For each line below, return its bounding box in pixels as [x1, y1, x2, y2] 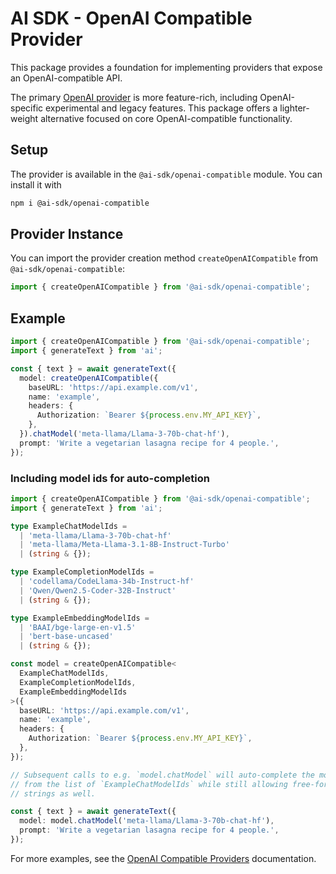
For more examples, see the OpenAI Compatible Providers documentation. [10, 852, 317, 864]
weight [10, 112, 39, 124]
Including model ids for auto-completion [10, 471, 210, 485]
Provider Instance [10, 226, 124, 243]
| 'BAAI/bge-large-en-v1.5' [19, 622, 137, 632]
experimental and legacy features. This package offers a [45, 102, 278, 114]
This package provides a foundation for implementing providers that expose [10, 61, 323, 73]
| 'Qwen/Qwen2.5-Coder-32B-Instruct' [19, 585, 177, 596]
